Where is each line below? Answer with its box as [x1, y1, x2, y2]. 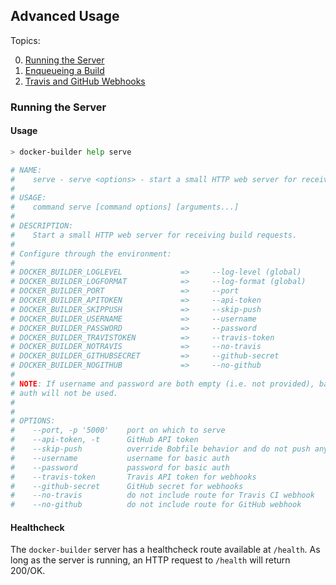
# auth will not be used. [10, 388, 118, 398]
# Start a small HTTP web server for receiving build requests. [10, 230, 298, 240]
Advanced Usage [10, 8, 120, 25]
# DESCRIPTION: [10, 221, 74, 231]
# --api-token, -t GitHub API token [10, 435, 199, 445]
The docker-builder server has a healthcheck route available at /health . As [10, 544, 321, 556]
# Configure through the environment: [10, 249, 172, 259]
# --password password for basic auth [10, 462, 230, 473]
